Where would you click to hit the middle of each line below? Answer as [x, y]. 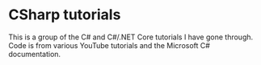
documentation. [35, 54]
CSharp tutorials [65, 15]
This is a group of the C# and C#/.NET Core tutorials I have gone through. [131, 37]
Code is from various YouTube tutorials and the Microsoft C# [109, 45]
